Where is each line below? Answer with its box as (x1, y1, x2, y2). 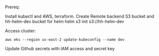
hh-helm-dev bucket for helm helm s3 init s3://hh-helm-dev (5, 19, 125, 24)
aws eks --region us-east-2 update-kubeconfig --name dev (5, 37, 125, 42)
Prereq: (5, 4, 20, 10)
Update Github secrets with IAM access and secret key (5, 46, 115, 51)
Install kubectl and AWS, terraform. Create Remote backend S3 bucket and (5, 14, 154, 19)
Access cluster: (5, 28, 36, 33)
